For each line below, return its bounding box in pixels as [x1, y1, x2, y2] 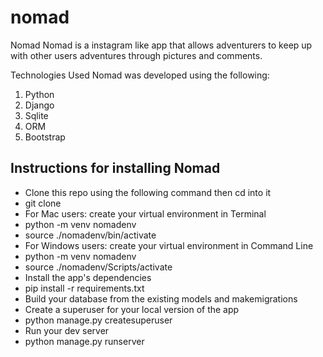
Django [24, 99, 55, 111]
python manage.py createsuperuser [24, 314, 173, 326]
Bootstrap [24, 131, 66, 143]
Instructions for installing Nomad [10, 160, 221, 177]
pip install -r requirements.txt [24, 282, 145, 294]
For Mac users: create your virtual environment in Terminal [24, 207, 267, 220]
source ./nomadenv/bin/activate [24, 229, 157, 241]
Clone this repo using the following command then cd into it [24, 186, 272, 198]
